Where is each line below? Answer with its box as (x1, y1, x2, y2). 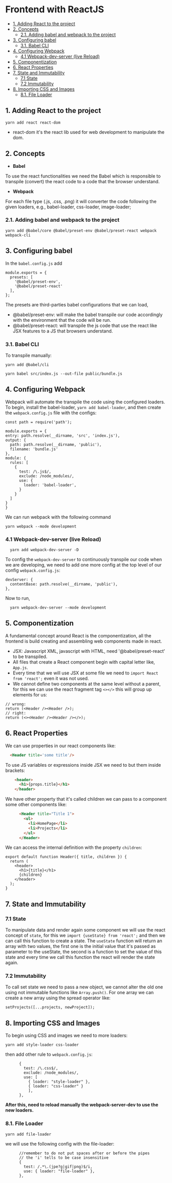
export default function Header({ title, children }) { (5, 855, 127, 860)
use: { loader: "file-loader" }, (24, 1169, 95, 1174)
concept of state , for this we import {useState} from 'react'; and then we (5, 933, 165, 939)
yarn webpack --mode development (5, 523, 77, 529)
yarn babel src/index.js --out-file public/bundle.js (5, 371, 123, 376)
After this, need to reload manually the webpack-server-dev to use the (5, 1102, 159, 1108)
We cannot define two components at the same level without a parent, (12, 681, 161, 687)
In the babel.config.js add (5, 260, 62, 266)
